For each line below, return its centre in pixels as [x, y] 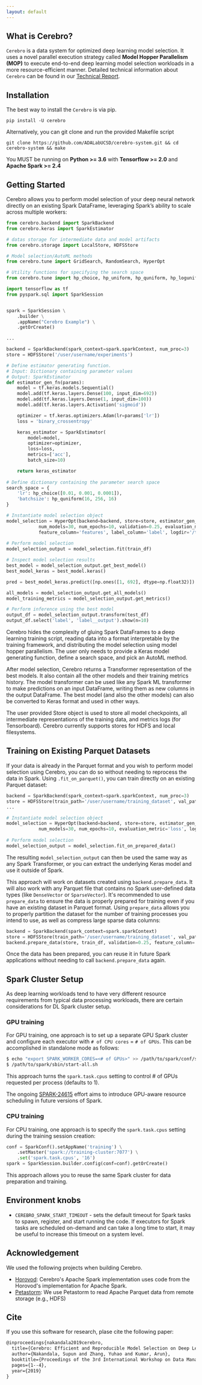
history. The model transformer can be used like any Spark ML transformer [99, 682]
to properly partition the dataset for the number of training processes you [97, 913]
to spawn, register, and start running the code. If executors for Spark [100, 1221]
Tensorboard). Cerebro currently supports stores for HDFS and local [91, 726]
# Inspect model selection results [51, 560]
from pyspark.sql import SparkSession [55, 294]
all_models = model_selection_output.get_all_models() [76, 593]
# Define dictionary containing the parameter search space [83, 482]
